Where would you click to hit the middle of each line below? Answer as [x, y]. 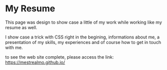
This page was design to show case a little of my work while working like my [83, 22]
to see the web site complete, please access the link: [60, 57]
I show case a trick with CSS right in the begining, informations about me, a [83, 37]
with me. [14, 47]
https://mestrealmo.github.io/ [35, 62]
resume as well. [21, 27]
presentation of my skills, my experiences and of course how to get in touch [83, 42]
